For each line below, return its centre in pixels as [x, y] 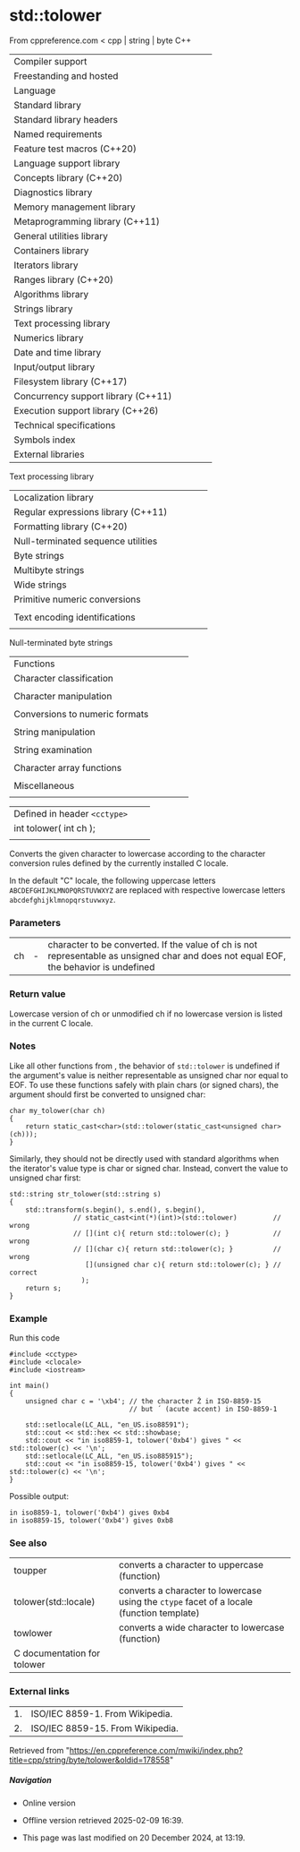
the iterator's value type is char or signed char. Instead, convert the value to [149, 1168]
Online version [49, 1803]
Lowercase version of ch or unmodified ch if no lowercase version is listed [146, 1014]
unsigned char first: [46, 1178]
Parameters [35, 922]
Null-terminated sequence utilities [86, 541]
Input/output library [54, 366]
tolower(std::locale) [54, 1602]
